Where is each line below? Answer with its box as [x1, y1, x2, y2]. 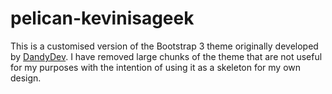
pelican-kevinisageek [10, 7, 195, 30]
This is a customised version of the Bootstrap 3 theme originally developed [10, 40, 319, 52]
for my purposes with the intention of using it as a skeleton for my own [10, 61, 302, 73]
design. [10, 72, 42, 84]
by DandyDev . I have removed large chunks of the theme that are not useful [10, 50, 323, 62]
